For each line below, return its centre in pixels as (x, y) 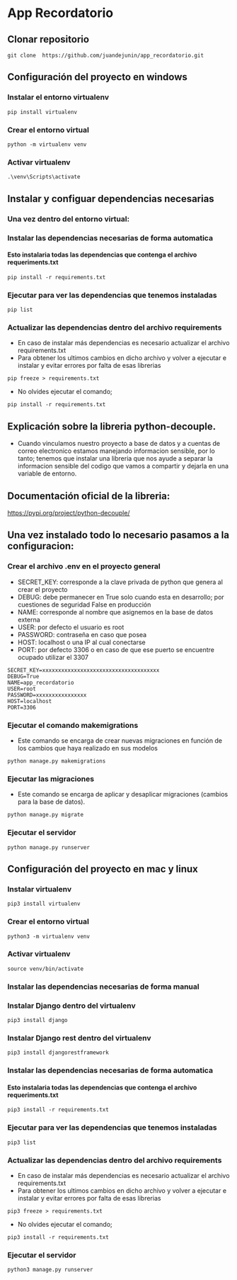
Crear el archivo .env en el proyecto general (84, 566)
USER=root (22, 689)
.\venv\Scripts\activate (44, 177)
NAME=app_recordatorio (41, 683)
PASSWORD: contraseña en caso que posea (82, 634)
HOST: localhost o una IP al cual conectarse (82, 642)
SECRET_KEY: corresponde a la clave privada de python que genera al (120, 582)
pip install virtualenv (42, 112)
